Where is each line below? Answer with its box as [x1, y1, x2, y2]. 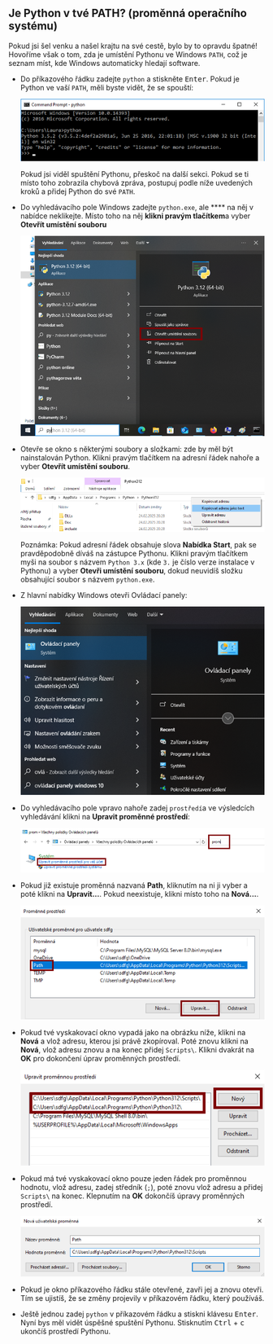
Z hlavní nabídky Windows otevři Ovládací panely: [19, 591, 188, 600]
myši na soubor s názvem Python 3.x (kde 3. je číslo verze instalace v [19, 557, 255, 567]
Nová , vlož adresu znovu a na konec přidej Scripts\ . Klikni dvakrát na [19, 1045, 254, 1055]
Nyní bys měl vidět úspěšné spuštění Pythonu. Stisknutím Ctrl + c [19, 1317, 245, 1327]
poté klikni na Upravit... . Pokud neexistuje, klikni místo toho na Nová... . [19, 889, 259, 899]
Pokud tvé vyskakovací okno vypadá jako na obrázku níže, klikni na [19, 1028, 246, 1038]
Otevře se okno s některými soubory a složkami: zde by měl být [19, 444, 234, 454]
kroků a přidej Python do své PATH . [19, 187, 136, 196]
